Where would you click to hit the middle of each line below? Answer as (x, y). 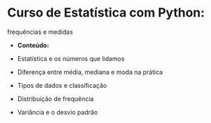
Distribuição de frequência (55, 99)
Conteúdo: (33, 45)
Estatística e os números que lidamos (71, 58)
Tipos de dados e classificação (62, 85)
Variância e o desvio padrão (57, 112)
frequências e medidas (40, 32)
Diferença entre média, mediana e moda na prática (90, 72)
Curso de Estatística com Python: (106, 13)
